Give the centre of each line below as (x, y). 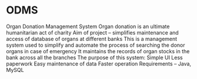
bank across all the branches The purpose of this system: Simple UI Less (95, 57)
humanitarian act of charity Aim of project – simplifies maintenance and (93, 32)
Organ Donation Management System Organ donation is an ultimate (88, 26)
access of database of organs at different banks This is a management (92, 39)
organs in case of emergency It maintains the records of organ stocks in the (98, 51)
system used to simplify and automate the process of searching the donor (96, 45)
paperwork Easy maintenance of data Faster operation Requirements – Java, (99, 63)
